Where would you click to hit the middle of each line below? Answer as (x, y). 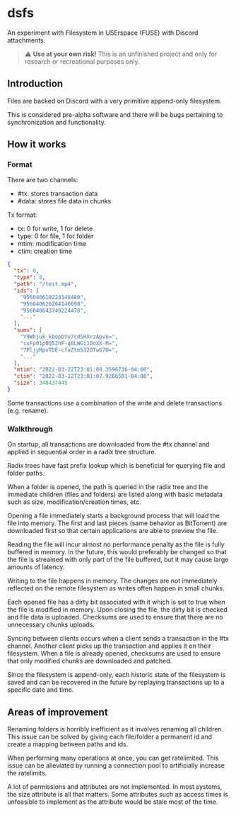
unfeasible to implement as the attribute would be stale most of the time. (113, 802)
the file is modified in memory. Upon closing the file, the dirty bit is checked (117, 610)
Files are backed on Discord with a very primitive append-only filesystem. (114, 101)
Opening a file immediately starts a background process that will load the (114, 516)
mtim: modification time (52, 244)
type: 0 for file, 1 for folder (55, 236)
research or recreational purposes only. (82, 61)
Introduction (35, 84)
